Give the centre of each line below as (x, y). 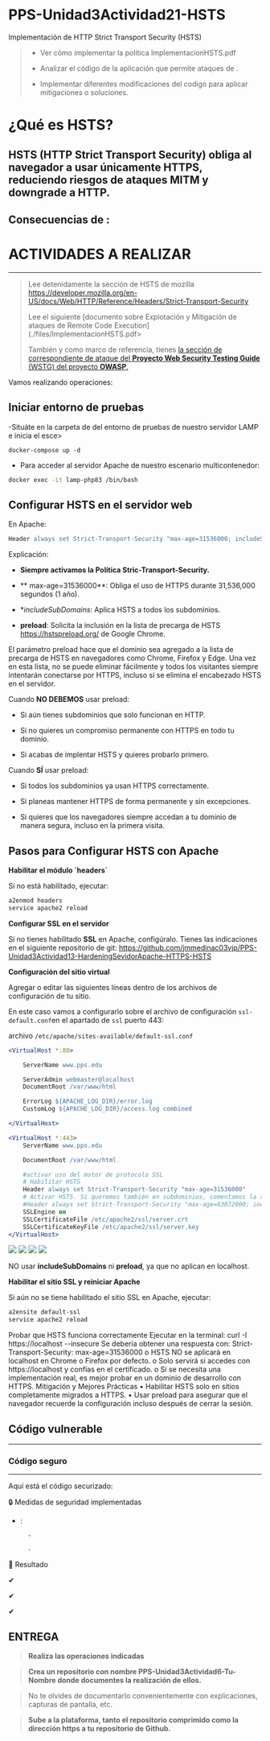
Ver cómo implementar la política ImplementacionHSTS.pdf (138, 52)
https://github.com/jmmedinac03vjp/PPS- (188, 947)
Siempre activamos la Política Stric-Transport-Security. (115, 570)
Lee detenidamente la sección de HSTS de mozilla (111, 284)
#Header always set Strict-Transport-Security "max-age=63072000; (136, 1205)
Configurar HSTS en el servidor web (100, 505)
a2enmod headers (35, 901)
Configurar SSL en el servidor (59, 923)
